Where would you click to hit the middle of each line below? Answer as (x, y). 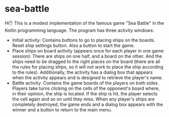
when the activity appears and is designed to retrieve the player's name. (87, 77)
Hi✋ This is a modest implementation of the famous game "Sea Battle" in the (85, 23)
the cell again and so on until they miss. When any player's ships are (83, 99)
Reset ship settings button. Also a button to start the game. (73, 45)
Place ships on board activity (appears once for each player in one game (88, 50)
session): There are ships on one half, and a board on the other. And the (87, 56)
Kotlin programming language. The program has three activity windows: (79, 30)
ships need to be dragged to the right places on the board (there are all (86, 62)
